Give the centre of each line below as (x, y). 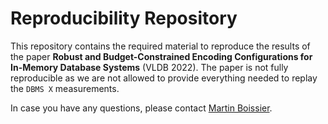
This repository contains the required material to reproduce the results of (160, 46)
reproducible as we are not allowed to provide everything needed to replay (164, 78)
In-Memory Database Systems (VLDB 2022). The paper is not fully (149, 67)
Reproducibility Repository (124, 18)
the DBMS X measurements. (65, 88)
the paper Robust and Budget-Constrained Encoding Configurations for (161, 56)
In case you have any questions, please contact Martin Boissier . (141, 108)
